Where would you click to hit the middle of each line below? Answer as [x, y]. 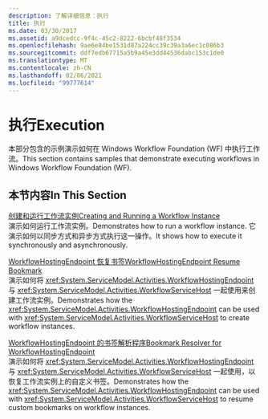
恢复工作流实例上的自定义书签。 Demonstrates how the [99, 381]
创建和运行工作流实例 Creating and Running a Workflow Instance [114, 216]
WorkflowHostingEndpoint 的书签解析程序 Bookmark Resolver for [115, 343]
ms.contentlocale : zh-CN [50, 68]
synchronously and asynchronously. [68, 245]
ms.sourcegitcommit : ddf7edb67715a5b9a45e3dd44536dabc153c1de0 [116, 53]
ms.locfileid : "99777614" [51, 83]
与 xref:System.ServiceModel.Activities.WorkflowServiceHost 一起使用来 [128, 291]
